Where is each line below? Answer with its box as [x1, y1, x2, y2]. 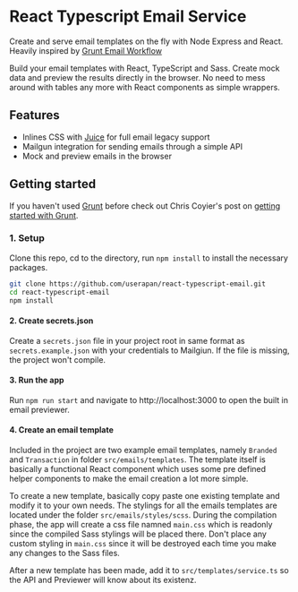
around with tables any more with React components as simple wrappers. [9, 82, 280, 92]
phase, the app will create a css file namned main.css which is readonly [9, 519, 273, 530]
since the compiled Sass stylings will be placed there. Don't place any [9, 528, 267, 539]
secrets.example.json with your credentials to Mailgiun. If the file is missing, [9, 345, 290, 356]
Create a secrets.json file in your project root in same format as [9, 335, 245, 346]
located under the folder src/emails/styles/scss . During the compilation [9, 510, 277, 520]
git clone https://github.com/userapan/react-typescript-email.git [9, 279, 267, 288]
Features [9, 107, 60, 123]
